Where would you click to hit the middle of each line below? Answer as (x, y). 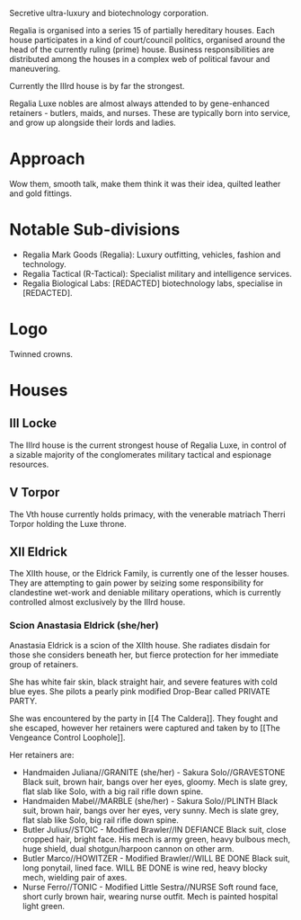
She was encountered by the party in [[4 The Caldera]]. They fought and (144, 718)
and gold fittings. (40, 193)
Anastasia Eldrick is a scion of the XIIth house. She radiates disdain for (140, 645)
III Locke (33, 423)
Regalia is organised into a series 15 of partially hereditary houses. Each (142, 30)
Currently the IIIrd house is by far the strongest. (97, 86)
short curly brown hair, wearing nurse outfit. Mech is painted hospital (150, 896)
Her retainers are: (42, 755)
